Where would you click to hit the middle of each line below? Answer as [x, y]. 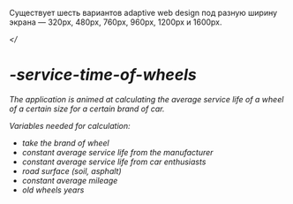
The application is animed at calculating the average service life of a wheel [146, 99]
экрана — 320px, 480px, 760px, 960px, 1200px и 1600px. [116, 22]
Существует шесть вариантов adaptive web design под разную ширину [143, 13]
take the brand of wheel [65, 143]
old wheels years [53, 190]
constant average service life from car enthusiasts [114, 162]
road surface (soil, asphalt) [71, 170]
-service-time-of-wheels [103, 75]
